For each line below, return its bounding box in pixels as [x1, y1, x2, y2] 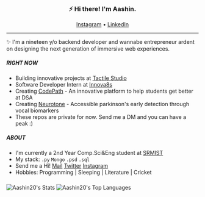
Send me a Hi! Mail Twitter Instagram [15, 162, 109, 170]
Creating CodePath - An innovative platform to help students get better [15, 87, 194, 95]
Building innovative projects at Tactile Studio [15, 74, 127, 82]
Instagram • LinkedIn [76, 21, 129, 28]
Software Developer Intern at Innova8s [15, 81, 113, 88]
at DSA [15, 94, 33, 101]
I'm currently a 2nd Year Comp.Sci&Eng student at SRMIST [15, 149, 164, 157]
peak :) [15, 120, 34, 127]
